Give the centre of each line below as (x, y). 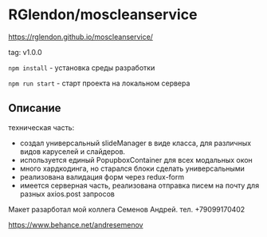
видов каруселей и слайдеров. (73, 151)
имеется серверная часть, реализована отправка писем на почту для (139, 185)
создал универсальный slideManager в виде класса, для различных (135, 143)
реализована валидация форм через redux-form (102, 176)
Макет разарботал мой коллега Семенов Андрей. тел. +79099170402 (127, 209)
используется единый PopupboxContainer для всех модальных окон (136, 160)
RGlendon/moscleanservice (103, 15)
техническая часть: (41, 127)
